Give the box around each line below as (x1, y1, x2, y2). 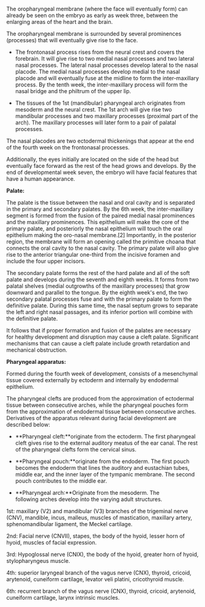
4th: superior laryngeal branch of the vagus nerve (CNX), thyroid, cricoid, (6, 569, 192, 576)
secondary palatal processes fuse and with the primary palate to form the (6, 295, 192, 303)
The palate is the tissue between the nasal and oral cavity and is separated (6, 199, 195, 206)
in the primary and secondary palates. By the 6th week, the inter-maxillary (6, 205, 193, 213)
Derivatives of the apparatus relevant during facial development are (6, 415, 177, 421)
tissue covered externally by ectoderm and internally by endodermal (6, 377, 179, 383)
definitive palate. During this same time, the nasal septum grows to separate (6, 302, 198, 309)
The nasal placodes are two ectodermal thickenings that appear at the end (6, 137, 194, 145)
